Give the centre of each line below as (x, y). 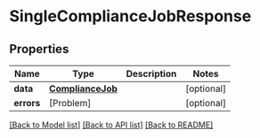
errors (27, 103)
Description (151, 74)
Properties (39, 49)
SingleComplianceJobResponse (130, 16)
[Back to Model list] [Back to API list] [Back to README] (111, 125)
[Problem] (70, 103)
